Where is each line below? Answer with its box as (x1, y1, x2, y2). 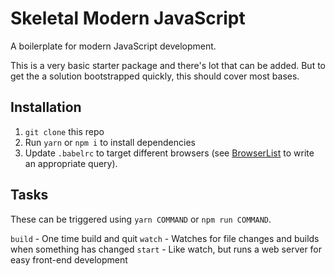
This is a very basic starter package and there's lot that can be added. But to (10, 59, 326, 71)
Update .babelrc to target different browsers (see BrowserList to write (24, 147, 315, 159)
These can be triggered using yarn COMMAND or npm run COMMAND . (10, 213, 272, 225)
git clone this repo (24, 125, 105, 137)
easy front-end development (10, 253, 128, 266)
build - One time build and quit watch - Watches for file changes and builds (10, 232, 320, 244)
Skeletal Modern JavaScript (10, 7, 246, 30)
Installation (10, 99, 82, 116)
